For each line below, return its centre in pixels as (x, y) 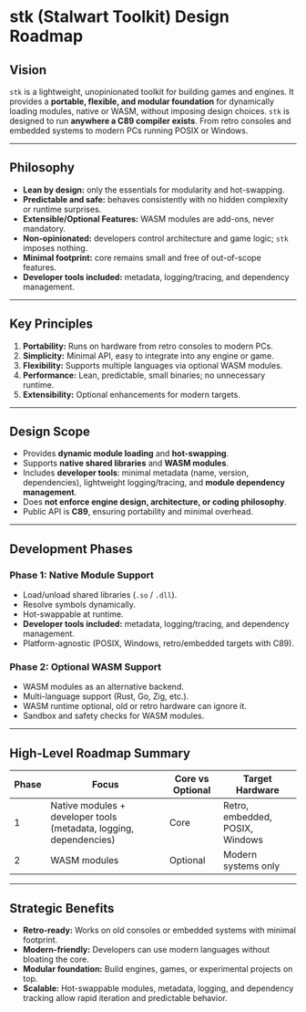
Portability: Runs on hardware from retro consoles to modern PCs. (148, 346)
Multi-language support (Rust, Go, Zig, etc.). (106, 696)
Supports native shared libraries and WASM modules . (126, 464)
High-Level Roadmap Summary (100, 753)
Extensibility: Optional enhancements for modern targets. (132, 394)
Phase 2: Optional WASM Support (86, 667)
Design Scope (50, 432)
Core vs (192, 779)
